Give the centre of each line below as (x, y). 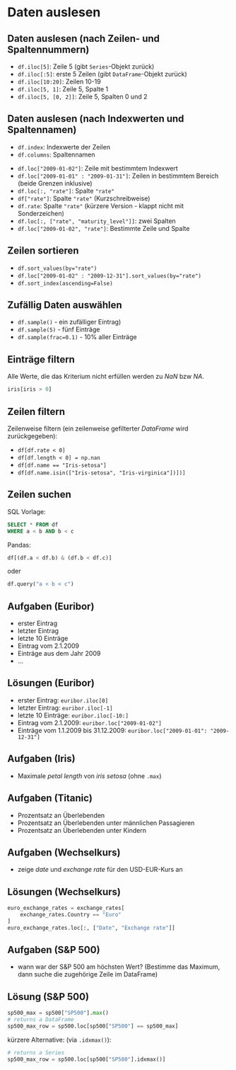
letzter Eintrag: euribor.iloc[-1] (65, 707)
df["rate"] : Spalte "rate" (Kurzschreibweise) (84, 198)
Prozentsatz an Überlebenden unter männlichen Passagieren (106, 823)
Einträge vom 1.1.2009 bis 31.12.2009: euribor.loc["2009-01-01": (112, 730)
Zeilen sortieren (43, 251)
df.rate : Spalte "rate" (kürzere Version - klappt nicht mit (101, 205)
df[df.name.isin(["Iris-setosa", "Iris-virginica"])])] (101, 473)
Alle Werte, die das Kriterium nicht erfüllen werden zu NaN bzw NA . (106, 377)
